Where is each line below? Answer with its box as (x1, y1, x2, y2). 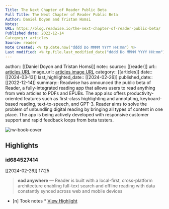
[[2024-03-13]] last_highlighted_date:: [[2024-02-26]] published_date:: (5, 74, 153, 80)
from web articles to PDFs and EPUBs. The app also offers (5, 90, 126, 96)
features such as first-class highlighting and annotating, (23, 95, 139, 101)
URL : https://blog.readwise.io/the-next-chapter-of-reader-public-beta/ (5, 26, 161, 31)
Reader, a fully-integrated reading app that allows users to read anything (5, 85, 155, 91)
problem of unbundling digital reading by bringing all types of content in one (5, 106, 163, 112)
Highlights (5, 141, 39, 150)
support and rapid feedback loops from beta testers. (5, 117, 114, 123)
